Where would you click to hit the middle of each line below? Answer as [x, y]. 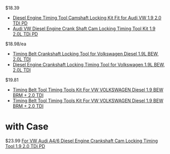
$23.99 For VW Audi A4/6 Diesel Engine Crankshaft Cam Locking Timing [82, 141]
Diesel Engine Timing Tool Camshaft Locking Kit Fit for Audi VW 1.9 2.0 [87, 18]
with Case [27, 127]
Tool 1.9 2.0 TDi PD [25, 146]
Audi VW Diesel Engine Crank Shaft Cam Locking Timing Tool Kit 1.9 [84, 29]
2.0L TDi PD [25, 34]
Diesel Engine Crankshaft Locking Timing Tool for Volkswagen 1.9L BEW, [89, 65]
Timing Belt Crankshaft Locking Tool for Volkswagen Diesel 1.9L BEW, [86, 54]
